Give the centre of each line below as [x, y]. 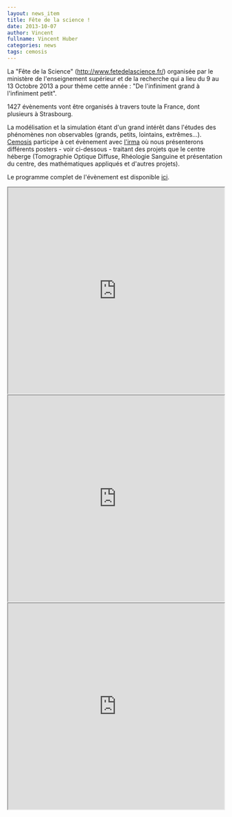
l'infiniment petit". [32, 93]
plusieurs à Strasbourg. [40, 113]
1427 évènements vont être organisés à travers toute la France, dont [104, 107]
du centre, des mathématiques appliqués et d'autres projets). [93, 164]
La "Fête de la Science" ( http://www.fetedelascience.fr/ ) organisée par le [110, 71]
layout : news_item [33, 13]
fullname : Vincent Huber [43, 39]
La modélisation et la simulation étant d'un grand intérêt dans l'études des [112, 127]
